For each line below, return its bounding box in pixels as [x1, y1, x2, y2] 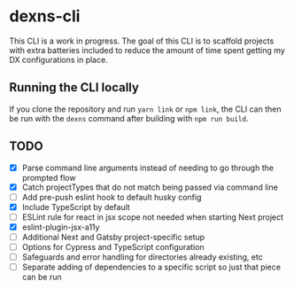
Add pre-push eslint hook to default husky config [21, 191, 202, 202]
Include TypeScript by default [21, 201, 130, 212]
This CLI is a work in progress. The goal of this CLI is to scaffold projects [9, 35, 275, 46]
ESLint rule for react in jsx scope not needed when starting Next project [21, 211, 284, 223]
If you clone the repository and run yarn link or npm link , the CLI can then [9, 104, 282, 114]
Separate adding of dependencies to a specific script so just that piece [21, 262, 282, 272]
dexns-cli [9, 6, 81, 27]
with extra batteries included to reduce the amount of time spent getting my [9, 44, 285, 55]
